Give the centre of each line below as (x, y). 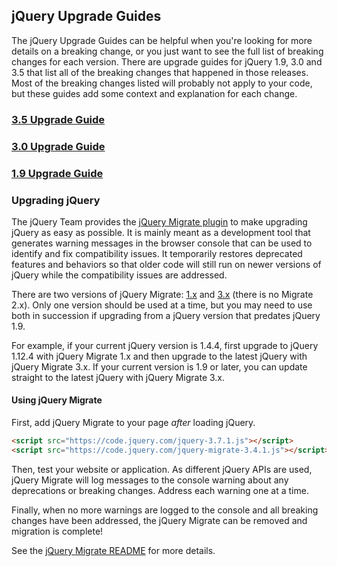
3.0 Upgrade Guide (58, 146)
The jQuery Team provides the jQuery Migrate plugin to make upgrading (159, 221)
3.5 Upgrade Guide (58, 119)
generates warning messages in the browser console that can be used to (162, 243)
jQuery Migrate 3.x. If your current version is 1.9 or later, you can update (159, 366)
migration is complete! (57, 531)
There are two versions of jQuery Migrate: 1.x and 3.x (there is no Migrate (162, 294)
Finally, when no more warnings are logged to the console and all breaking (165, 510)
